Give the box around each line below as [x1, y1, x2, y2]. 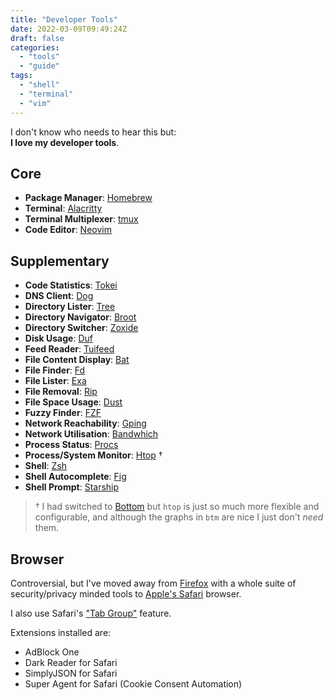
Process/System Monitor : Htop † [24, 449, 163, 461]
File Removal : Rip [24, 386, 98, 398]
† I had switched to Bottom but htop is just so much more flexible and [34, 501, 320, 513]
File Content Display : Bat [24, 354, 130, 366]
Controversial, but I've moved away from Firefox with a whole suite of [10, 577, 297, 589]
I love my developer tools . [10, 136, 120, 148]
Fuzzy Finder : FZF [24, 407, 102, 419]
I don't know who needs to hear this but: [10, 126, 177, 138]
